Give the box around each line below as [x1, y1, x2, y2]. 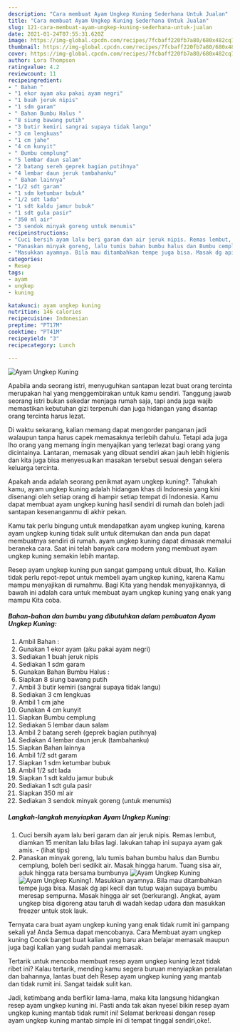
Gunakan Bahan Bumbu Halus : [18, 668, 110, 676]
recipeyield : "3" [8, 334, 60, 342]
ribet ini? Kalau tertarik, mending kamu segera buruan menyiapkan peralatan [8, 964, 233, 974]
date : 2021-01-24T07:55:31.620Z [8, 30, 104, 38]
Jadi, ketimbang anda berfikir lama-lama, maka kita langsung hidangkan [8, 993, 220, 1002]
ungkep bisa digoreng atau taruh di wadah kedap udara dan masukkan [18, 899, 226, 908]
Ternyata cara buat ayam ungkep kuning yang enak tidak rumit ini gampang [8, 921, 230, 929]
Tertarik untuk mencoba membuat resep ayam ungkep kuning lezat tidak [8, 957, 221, 966]
